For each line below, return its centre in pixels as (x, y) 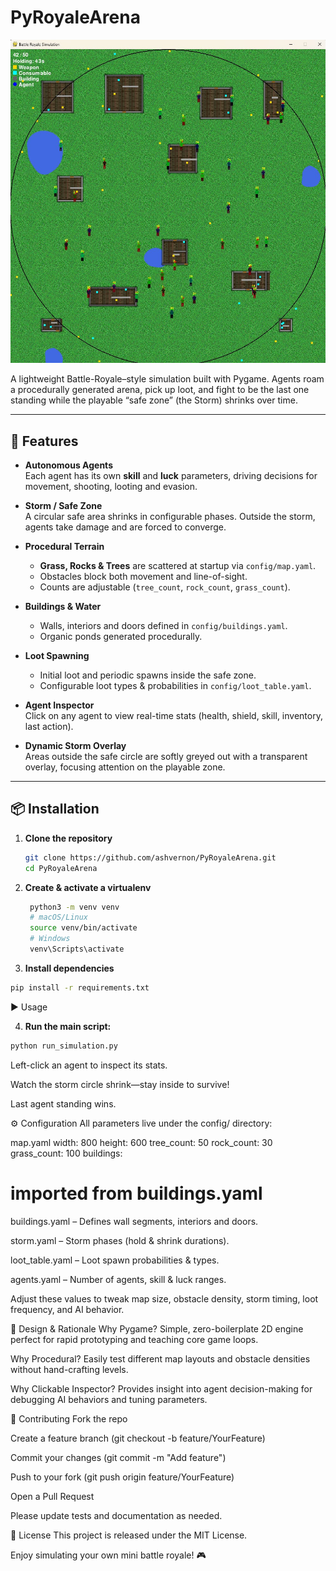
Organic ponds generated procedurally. (121, 636)
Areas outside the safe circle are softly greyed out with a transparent (166, 756)
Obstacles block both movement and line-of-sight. (143, 576)
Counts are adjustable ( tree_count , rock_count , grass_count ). (165, 587)
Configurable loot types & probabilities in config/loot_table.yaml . (175, 685)
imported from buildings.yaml (136, 1193)
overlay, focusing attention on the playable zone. (125, 767)
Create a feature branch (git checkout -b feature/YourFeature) (138, 1438)
